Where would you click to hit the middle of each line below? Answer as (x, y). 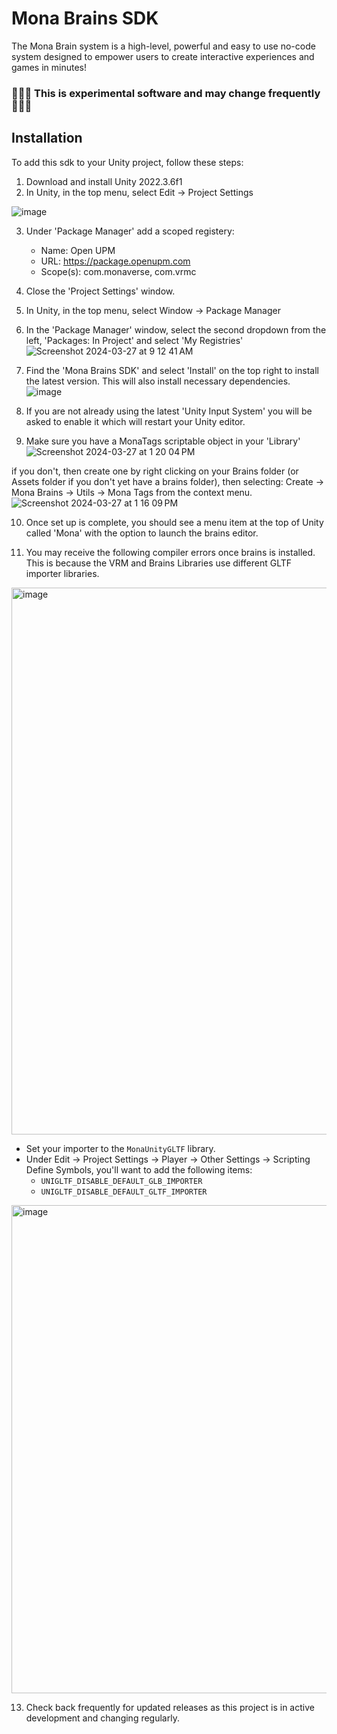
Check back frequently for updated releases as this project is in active (170, 1707)
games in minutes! (49, 67)
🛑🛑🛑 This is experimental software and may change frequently (166, 93)
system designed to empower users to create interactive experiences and (163, 56)
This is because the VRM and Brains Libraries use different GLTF (159, 563)
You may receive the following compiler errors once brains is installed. (170, 552)
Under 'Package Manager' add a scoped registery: (130, 231)
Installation (47, 138)
